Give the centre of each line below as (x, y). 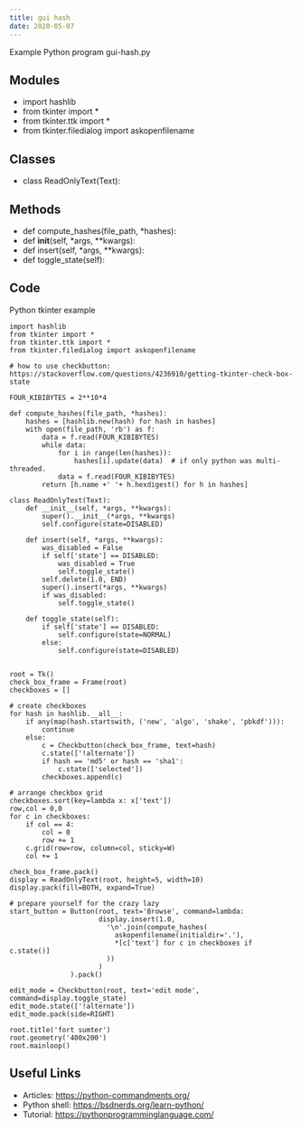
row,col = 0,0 (36, 808)
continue (58, 729)
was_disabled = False (83, 547)
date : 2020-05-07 (42, 26)
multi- (268, 461)
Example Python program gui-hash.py (80, 51)
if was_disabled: (74, 595)
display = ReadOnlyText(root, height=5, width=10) (107, 880)
